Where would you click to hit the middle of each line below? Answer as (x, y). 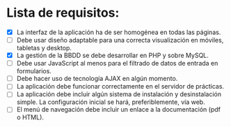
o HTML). (30, 117)
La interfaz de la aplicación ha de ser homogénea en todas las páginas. (119, 32)
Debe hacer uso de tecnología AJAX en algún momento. (97, 79)
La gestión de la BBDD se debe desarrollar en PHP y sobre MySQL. (113, 55)
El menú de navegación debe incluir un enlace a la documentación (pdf (118, 110)
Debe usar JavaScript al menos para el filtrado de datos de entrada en (117, 63)
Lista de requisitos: (63, 13)
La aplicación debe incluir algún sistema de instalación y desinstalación (119, 94)
